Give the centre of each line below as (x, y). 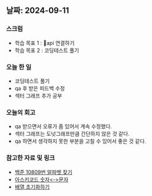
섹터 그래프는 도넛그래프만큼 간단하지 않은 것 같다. (72, 134)
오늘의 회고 (21, 112)
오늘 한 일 (19, 67)
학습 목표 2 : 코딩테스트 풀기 (47, 50)
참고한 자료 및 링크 (31, 158)
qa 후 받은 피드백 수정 (40, 88)
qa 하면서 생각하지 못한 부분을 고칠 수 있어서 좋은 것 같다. (80, 141)
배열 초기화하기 (32, 187)
